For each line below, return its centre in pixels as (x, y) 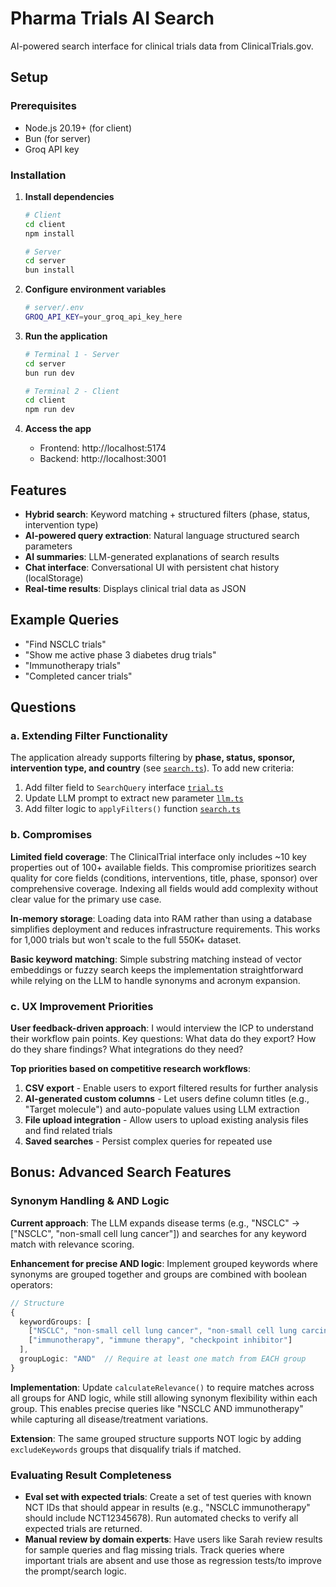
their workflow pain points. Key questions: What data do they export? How (163, 1039)
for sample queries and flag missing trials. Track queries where (154, 1550)
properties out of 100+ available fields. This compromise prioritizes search (163, 867)
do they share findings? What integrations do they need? (127, 1049)
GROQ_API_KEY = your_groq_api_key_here (103, 317)
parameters (48, 546)
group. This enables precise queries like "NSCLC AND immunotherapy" (157, 1408)
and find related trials (68, 1131)
